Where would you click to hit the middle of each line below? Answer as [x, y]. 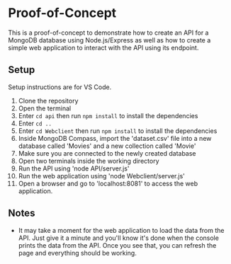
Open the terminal [45, 108]
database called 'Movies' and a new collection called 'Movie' [107, 146]
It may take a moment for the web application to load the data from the [121, 230]
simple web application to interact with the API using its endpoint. [103, 47]
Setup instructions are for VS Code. [60, 87]
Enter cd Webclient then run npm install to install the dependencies [118, 131]
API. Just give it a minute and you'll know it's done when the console [118, 238]
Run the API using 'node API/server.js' [74, 168]
